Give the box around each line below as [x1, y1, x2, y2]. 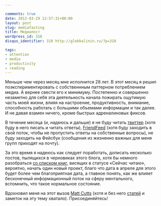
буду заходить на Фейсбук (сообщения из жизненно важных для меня [5, 135, 152, 141]
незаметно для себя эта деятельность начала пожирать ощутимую [5, 95, 146, 101]
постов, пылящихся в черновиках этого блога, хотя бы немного [5, 155, 138, 161]
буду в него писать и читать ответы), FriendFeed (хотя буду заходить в [5, 125, 152, 131]
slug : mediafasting [5, 25, 45, 30]
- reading [5, 65, 25, 71]
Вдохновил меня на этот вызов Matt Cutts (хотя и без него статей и [5, 190, 145, 196]
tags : [5, 47, 16, 52]
